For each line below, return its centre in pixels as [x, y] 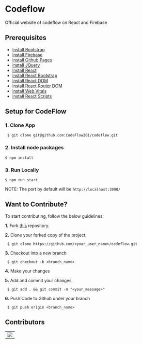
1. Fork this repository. [27, 226]
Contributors [25, 322]
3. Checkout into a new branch [36, 253]
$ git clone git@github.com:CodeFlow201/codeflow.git [63, 135]
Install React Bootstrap [34, 75]
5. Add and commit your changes [38, 280]
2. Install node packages [34, 148]
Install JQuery [26, 65]
